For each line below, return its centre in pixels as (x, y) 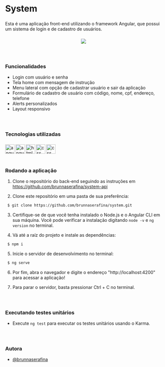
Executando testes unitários (40, 312)
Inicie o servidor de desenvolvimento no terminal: (63, 254)
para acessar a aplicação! (39, 277)
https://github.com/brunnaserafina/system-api (60, 186)
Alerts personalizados (35, 104)
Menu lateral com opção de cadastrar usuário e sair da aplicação (79, 88)
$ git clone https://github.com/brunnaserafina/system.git (70, 205)
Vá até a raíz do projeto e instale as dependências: (64, 235)
